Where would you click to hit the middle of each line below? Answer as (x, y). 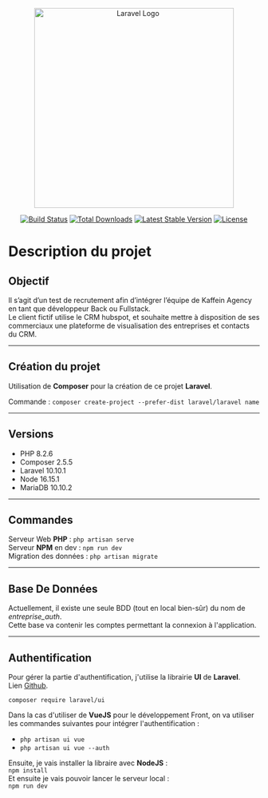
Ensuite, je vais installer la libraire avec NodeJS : (88, 763)
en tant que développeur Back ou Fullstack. (80, 309)
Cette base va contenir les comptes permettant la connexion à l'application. (132, 625)
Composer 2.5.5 (46, 462)
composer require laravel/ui (57, 700)
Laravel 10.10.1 (43, 470)
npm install (28, 771)
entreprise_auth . (35, 616)
